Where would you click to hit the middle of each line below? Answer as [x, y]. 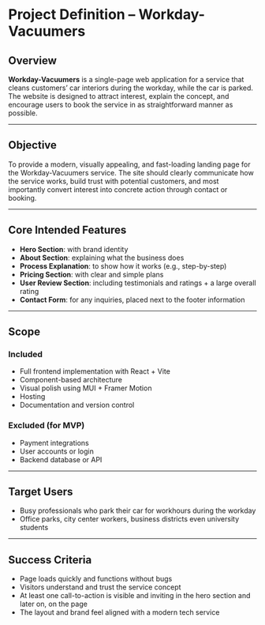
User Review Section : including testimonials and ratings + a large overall [138, 283]
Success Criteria [50, 560]
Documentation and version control [77, 405]
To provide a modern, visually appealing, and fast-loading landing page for [129, 164]
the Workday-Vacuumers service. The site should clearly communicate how [131, 172]
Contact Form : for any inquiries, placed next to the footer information [132, 299]
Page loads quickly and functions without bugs [96, 579]
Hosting [32, 397]
